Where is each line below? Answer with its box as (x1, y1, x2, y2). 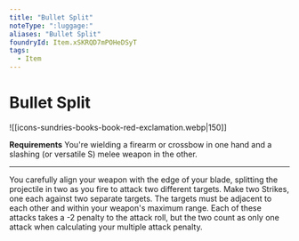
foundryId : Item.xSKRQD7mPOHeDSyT (9, 37, 138, 47)
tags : (9, 46, 29, 55)
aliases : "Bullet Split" (9, 29, 101, 38)
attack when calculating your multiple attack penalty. (9, 221, 203, 232)
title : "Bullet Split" (9, 12, 93, 22)
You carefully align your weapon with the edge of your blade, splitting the (9, 174, 279, 185)
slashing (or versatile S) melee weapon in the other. (9, 149, 198, 159)
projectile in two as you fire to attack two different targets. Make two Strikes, (9, 183, 289, 194)
